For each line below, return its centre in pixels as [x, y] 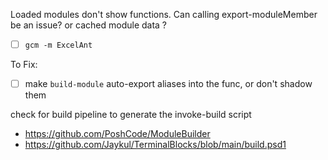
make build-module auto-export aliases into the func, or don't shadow [168, 84]
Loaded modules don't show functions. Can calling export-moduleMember [164, 14]
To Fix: [24, 65]
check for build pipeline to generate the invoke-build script [131, 115]
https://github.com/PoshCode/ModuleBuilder [117, 134]
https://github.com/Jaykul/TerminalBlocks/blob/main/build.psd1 [155, 145]
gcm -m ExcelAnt [58, 45]
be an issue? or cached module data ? [89, 25]
